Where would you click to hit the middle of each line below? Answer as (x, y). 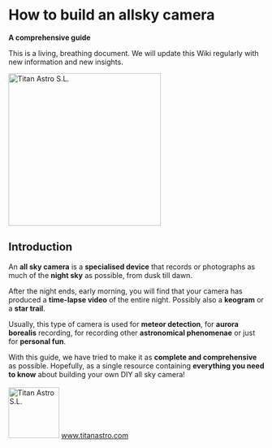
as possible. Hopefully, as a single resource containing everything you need (136, 365)
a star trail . (27, 308)
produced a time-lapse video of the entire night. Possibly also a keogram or (136, 299)
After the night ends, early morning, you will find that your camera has (125, 291)
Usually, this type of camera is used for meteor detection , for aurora (124, 324)
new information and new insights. (66, 62)
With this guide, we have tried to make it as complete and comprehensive (133, 357)
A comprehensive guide (50, 37)
